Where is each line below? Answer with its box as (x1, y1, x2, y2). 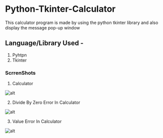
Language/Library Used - (5, 39, 84, 47)
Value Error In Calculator (12, 118, 62, 124)
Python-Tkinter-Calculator (5, 3, 116, 15)
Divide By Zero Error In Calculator (12, 99, 81, 106)
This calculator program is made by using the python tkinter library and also (5, 20, 159, 25)
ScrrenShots (5, 69, 36, 76)
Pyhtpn (12, 52, 27, 58)
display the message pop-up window (5, 24, 80, 30)
